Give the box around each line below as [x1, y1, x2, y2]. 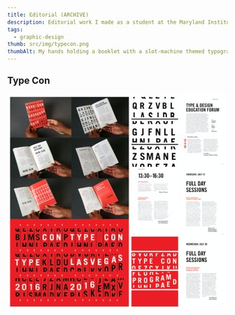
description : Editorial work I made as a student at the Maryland [7, 18, 205, 26]
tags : [7, 26, 23, 33]
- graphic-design [13, 34, 64, 41]
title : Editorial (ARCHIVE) [7, 11, 90, 18]
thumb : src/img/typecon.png [7, 41, 90, 48]
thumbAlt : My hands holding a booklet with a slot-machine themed [7, 48, 205, 55]
